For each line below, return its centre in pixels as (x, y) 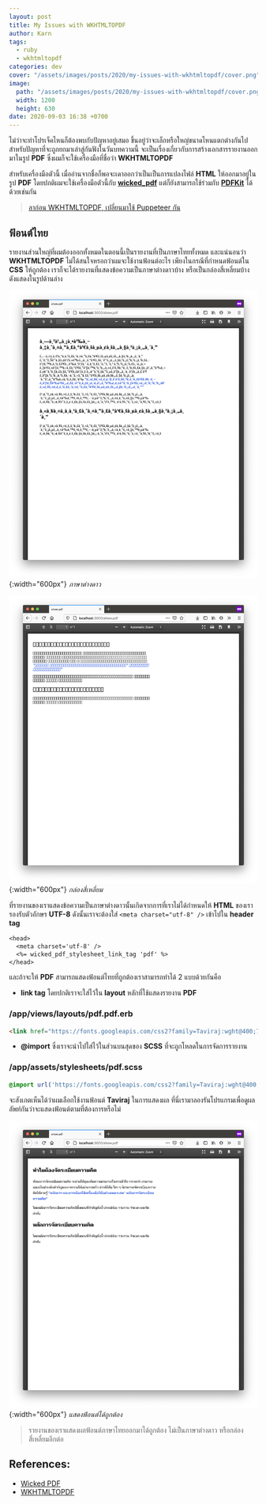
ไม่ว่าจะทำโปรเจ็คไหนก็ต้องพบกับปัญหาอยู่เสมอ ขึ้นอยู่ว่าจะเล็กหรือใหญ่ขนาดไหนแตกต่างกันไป (129, 140)
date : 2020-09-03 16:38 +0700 (59, 117)
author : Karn (30, 33)
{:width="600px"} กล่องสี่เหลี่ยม (56, 890)
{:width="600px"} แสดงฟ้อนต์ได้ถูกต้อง (66, 1414)
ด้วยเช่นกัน (23, 192)
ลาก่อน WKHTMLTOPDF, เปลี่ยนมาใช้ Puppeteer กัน (104, 208)
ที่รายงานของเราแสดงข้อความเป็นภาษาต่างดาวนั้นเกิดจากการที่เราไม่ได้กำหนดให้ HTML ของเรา (131, 905)
